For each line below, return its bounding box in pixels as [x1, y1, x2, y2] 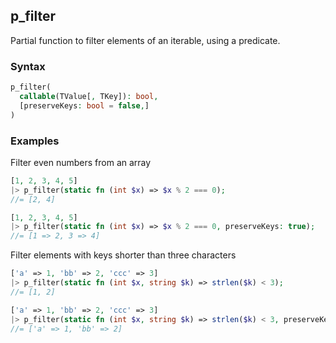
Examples [10, 134, 60, 148]
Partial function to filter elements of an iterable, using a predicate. [10, 34, 281, 46]
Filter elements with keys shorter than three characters [10, 249, 237, 261]
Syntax [10, 59, 46, 73]
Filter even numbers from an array [10, 156, 152, 168]
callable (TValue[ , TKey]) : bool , [19, 91, 159, 101]
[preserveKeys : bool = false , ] [19, 100, 150, 111]
